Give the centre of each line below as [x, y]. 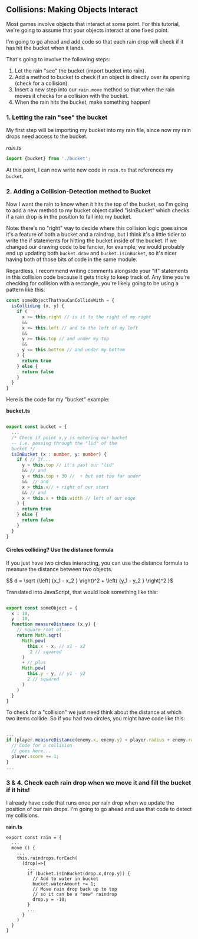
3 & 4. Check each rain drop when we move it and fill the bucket [99, 782]
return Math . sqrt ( [39, 635]
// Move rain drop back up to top [75, 889]
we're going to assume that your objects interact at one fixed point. [88, 30]
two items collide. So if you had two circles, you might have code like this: [96, 719]
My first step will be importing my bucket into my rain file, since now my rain [99, 130]
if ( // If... [34, 460]
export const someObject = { [42, 608]
